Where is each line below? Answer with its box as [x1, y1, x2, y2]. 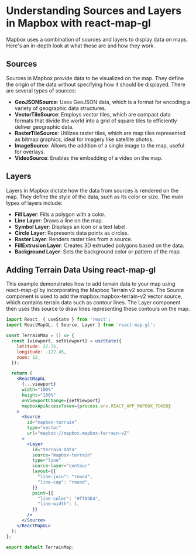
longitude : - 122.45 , [16, 349, 67, 355]
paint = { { [32, 490, 54, 496]
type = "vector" [27, 425, 61, 431]
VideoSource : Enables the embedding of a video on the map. [14, 154, 163, 162]
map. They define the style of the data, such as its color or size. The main [6, 193, 184, 200]
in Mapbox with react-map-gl [6, 16, 151, 30]
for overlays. [14, 148, 45, 155]
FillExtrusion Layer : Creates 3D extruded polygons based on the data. [14, 242, 184, 249]
